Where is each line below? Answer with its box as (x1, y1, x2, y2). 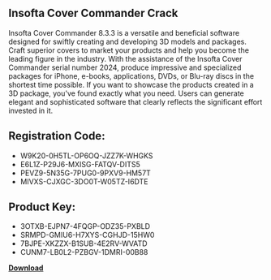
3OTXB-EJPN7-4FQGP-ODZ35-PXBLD (19, 222, 151, 231)
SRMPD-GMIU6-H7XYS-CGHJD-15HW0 (19, 230, 155, 240)
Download (8, 263, 44, 273)
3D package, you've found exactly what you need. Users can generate (8, 88, 245, 98)
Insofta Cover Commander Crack (8, 6, 179, 20)
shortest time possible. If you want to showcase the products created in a (8, 80, 254, 89)
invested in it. (8, 106, 54, 115)
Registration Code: (8, 129, 105, 143)
